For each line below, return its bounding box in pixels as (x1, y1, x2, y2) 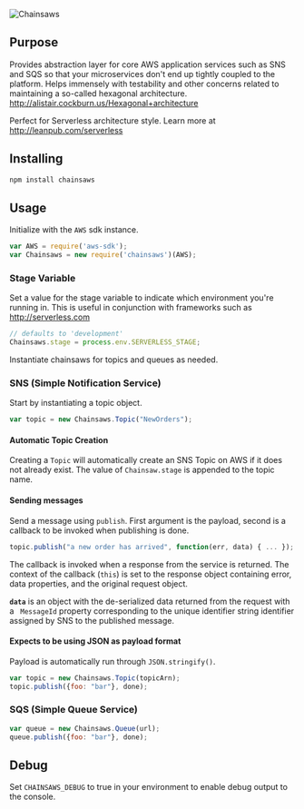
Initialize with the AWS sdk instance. (9, 224, 139, 235)
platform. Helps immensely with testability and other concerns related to (9, 78, 279, 89)
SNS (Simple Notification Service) (9, 377, 162, 390)
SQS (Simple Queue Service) (9, 704, 139, 716)
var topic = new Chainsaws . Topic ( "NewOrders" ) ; (9, 415, 193, 424)
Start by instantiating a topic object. (9, 398, 142, 409)
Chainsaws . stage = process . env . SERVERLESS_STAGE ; (9, 338, 201, 347)
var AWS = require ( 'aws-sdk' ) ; (9, 242, 128, 252)
